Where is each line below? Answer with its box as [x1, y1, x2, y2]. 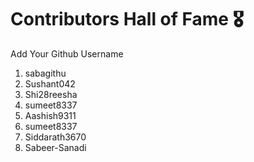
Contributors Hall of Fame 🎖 [10, 8, 244, 31]
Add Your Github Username [10, 47, 124, 60]
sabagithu [24, 67, 67, 79]
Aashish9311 [24, 109, 77, 121]
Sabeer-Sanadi [24, 141, 87, 153]
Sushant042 [24, 77, 76, 90]
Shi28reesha [24, 88, 78, 100]
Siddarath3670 [24, 131, 87, 143]
